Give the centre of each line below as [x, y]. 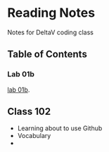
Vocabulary [34, 136]
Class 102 [29, 112]
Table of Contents [47, 54]
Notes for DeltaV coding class [50, 32]
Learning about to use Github [60, 128]
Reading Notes [51, 13]
